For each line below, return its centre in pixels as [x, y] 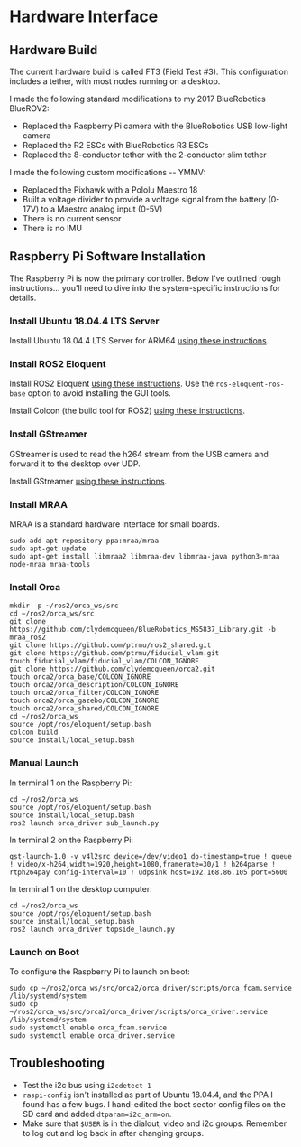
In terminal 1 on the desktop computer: [81, 888]
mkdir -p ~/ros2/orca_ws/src [64, 606]
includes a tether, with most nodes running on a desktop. [115, 81]
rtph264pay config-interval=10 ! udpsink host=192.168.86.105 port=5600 [149, 872]
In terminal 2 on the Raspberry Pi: [71, 840]
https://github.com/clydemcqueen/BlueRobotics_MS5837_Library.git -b [143, 630]
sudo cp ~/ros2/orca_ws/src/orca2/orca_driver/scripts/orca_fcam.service [151, 988]
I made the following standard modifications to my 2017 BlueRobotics [137, 99]
